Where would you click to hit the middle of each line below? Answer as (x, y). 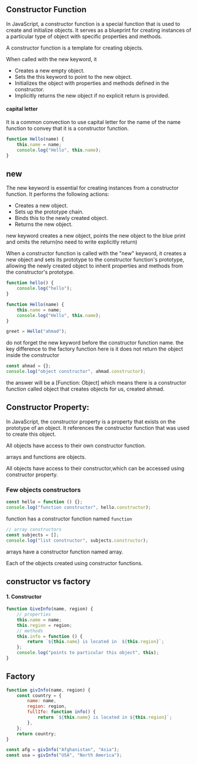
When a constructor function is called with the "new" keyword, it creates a (96, 253)
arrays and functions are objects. (46, 457)
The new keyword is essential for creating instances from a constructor (93, 188)
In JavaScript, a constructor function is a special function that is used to (93, 24)
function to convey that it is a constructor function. (68, 128)
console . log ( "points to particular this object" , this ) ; (88, 653)
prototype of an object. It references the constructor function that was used (98, 428)
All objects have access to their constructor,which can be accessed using (95, 468)
